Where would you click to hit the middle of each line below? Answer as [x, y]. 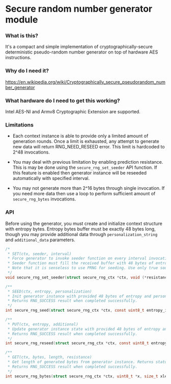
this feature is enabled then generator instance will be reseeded [79, 173]
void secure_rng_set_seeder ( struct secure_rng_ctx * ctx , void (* [76, 277]
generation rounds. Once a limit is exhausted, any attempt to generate [86, 141]
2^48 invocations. [31, 152]
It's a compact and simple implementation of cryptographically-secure [79, 47]
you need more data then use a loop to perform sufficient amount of [84, 194]
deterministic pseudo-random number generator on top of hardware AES [82, 52]
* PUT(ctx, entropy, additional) [43, 324]
